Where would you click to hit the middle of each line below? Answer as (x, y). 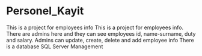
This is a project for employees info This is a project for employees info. (95, 27)
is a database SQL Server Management (55, 46)
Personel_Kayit (45, 11)
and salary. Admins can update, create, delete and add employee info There (100, 40)
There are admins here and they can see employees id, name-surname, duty (101, 33)
